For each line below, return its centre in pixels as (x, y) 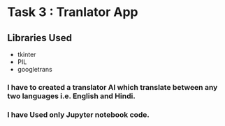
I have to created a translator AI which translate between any (112, 87)
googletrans (35, 69)
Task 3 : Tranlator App (73, 12)
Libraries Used (39, 38)
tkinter (27, 54)
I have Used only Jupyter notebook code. (79, 114)
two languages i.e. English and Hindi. (72, 96)
